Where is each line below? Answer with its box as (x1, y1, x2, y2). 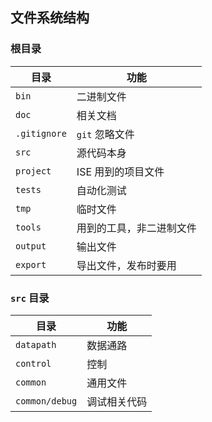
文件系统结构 (10, 9, 90, 27)
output (15, 240, 47, 252)
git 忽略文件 (76, 127, 135, 141)
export (15, 259, 47, 270)
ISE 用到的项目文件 (76, 164, 165, 178)
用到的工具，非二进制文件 (76, 221, 197, 235)
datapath (15, 339, 57, 350)
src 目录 (10, 291, 50, 305)
